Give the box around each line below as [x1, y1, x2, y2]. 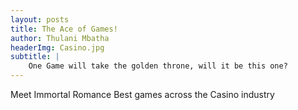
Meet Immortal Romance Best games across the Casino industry [10, 89, 275, 100]
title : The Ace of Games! [10, 24, 118, 34]
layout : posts [10, 14, 70, 25]
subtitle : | [10, 52, 60, 62]
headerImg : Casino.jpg [10, 42, 105, 53]
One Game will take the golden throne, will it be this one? [28, 61, 288, 71]
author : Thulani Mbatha [10, 33, 110, 43]
